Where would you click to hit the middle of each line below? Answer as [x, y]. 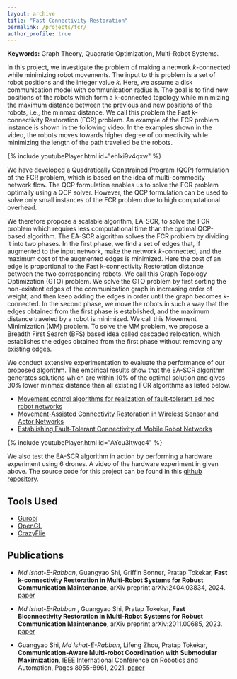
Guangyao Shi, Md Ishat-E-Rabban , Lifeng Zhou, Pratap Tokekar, [112, 645]
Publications [36, 556]
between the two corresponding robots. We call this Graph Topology [107, 274]
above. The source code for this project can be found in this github [105, 472]
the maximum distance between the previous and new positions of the [110, 105]
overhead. [22, 208]
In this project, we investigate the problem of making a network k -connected [119, 67]
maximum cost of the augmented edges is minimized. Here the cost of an [114, 259]
